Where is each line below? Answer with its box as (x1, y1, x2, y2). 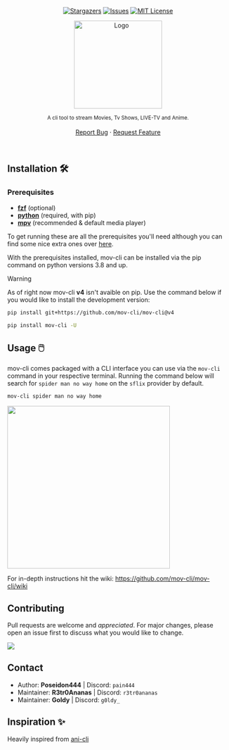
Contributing (7, 602, 65, 614)
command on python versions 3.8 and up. (7, 260, 128, 269)
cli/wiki (7, 582, 28, 590)
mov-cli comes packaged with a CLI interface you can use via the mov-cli (7, 364, 221, 373)
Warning (7, 274, 32, 283)
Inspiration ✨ (7, 716, 65, 728)
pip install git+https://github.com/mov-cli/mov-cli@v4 (7, 309, 174, 316)
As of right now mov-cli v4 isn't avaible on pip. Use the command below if (7, 288, 222, 296)
